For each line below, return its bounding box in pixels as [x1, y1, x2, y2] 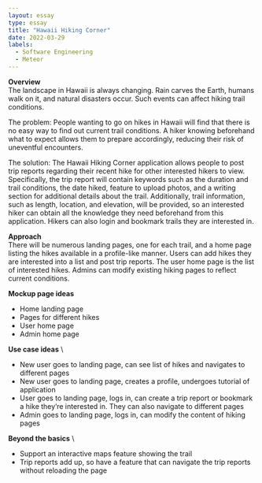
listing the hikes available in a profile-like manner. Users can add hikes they [8, 248, 252, 258]
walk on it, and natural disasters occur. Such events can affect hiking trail [8, 94, 245, 103]
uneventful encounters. [8, 143, 84, 152]
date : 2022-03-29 [8, 33, 65, 42]
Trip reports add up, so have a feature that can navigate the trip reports [19, 457, 251, 466]
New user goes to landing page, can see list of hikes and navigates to [19, 359, 245, 369]
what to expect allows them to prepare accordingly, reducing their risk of [8, 134, 244, 143]
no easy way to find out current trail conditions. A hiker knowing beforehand [8, 125, 255, 135]
